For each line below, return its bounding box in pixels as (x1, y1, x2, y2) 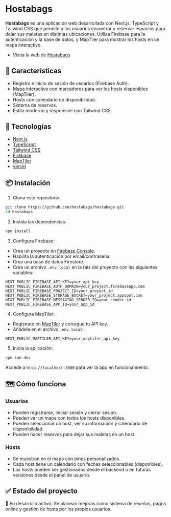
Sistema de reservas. (12, 102, 58, 108)
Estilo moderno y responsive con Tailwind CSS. (12, 107, 112, 113)
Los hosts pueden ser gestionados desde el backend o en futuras (12, 466, 151, 472)
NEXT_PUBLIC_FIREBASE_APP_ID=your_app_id (5, 302, 95, 307)
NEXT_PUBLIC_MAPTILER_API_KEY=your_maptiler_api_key (5, 336, 120, 341)
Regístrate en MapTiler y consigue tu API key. (12, 321, 108, 327)
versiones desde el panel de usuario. (12, 472, 91, 478)
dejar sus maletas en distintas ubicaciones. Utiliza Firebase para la (5, 31, 145, 37)
